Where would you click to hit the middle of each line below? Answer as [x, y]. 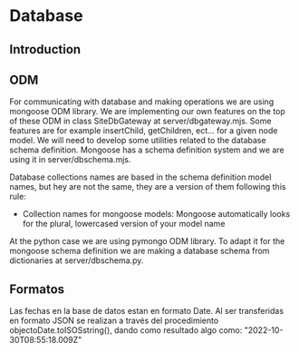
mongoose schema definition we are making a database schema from [140, 251]
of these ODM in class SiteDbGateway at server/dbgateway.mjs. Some [140, 121]
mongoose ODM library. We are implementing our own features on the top [147, 112]
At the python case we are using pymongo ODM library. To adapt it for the [147, 241]
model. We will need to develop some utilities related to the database [138, 141]
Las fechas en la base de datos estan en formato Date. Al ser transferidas [146, 311]
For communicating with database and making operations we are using [142, 102]
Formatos [37, 289]
